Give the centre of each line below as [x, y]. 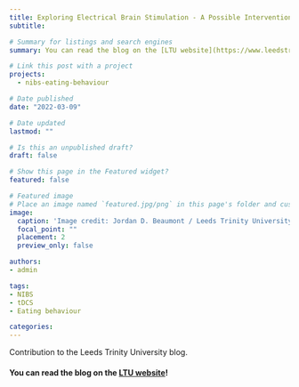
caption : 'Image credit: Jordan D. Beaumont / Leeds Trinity [133, 221]
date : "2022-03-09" [45, 107]
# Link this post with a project [71, 66]
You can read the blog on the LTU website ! [89, 372]
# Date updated [37, 123]
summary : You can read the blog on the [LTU [93, 50]
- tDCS [21, 302]
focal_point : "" [47, 229]
